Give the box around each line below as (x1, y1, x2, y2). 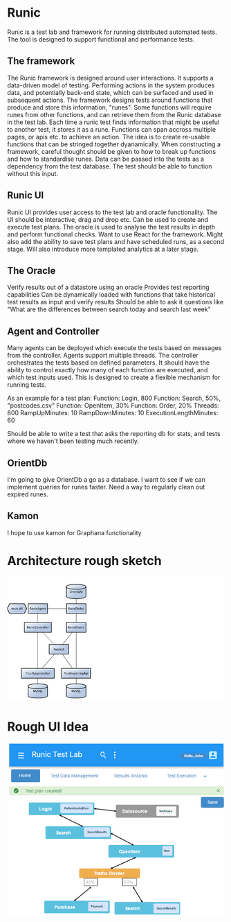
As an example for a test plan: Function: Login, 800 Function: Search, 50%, (7, 394, 221, 403)
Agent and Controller (7, 325, 100, 337)
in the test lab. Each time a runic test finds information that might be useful (7, 118, 220, 126)
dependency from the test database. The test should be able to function (7, 162, 212, 171)
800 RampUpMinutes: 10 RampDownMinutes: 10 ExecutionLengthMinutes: (7, 409, 219, 417)
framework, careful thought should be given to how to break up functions (7, 147, 216, 155)
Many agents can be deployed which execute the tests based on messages (7, 344, 222, 352)
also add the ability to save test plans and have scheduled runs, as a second (7, 237, 225, 245)
